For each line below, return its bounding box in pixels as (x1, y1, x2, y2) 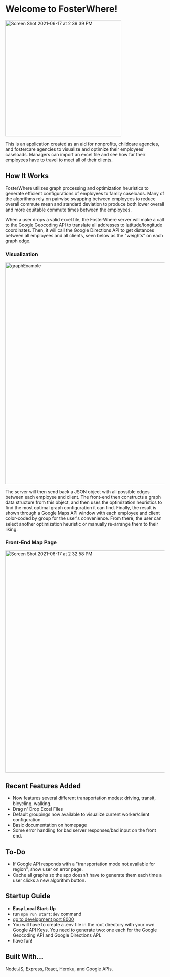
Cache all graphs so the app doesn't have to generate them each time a (12, 871, 162, 878)
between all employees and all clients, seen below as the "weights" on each (5, 232, 163, 238)
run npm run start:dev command (12, 911, 82, 917)
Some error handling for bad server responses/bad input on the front (12, 827, 156, 833)
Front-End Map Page (5, 539, 57, 546)
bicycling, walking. (12, 800, 52, 807)
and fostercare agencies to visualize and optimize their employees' (5, 146, 145, 152)
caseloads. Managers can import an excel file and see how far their (5, 151, 146, 157)
